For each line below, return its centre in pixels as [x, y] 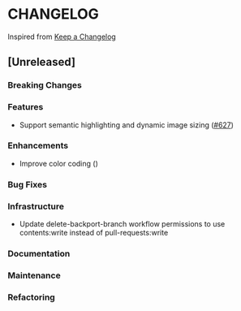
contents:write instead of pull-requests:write [94, 233]
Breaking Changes [45, 85]
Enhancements [38, 145]
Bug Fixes [28, 184]
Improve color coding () [58, 163]
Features [26, 107]
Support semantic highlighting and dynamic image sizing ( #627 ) [127, 125]
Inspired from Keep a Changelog [62, 37]
